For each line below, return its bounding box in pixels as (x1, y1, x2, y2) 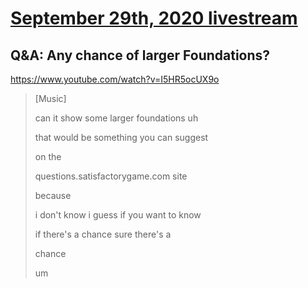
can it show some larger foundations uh (34, 112, 199, 124)
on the (34, 151, 62, 162)
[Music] (34, 93, 67, 104)
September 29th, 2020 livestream (10, 7, 298, 30)
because (34, 190, 72, 201)
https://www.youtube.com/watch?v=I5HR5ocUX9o (10, 73, 220, 85)
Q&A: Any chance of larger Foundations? (10, 47, 271, 64)
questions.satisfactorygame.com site (34, 170, 188, 182)
